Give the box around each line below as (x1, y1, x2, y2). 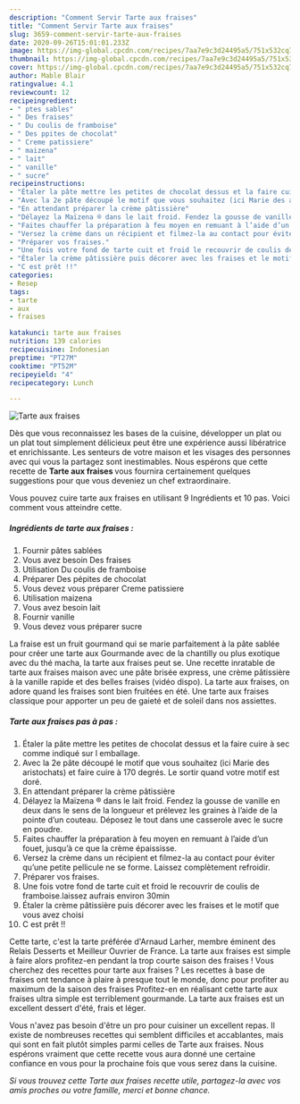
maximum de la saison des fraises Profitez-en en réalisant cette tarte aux (9, 984, 279, 995)
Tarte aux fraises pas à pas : (9, 716, 119, 727)
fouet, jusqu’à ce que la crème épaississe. (21, 843, 177, 854)
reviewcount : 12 (9, 88, 70, 97)
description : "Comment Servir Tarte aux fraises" (9, 13, 198, 22)
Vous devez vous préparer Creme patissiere (21, 583, 185, 594)
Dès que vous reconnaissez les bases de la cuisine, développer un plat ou (9, 428, 281, 439)
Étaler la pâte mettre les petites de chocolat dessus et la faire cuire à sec (21, 738, 290, 749)
